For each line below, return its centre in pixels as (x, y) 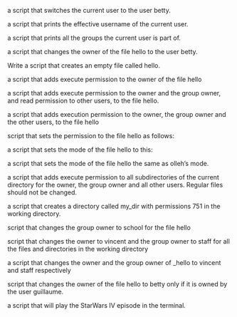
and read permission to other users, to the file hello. (83, 100)
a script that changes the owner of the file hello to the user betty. (102, 52)
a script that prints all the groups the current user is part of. (94, 38)
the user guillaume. (36, 292)
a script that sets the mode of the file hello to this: (80, 150)
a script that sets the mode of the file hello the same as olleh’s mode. (108, 163)
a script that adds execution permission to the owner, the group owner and (117, 114)
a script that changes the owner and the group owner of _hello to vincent (114, 263)
